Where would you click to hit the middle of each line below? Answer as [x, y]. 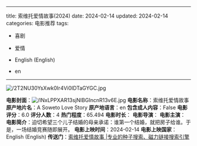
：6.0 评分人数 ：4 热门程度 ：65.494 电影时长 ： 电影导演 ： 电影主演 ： [101, 115]
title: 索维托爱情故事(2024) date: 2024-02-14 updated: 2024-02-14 [87, 16]
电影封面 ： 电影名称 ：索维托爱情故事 [98, 100]
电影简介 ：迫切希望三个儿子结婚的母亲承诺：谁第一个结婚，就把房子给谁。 [96, 122]
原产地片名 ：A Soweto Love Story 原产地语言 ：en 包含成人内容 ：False [91, 107]
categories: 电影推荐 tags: [38, 23]
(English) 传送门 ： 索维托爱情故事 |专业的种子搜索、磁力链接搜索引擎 [107, 137]
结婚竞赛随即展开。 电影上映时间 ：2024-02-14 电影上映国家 [99, 129]
